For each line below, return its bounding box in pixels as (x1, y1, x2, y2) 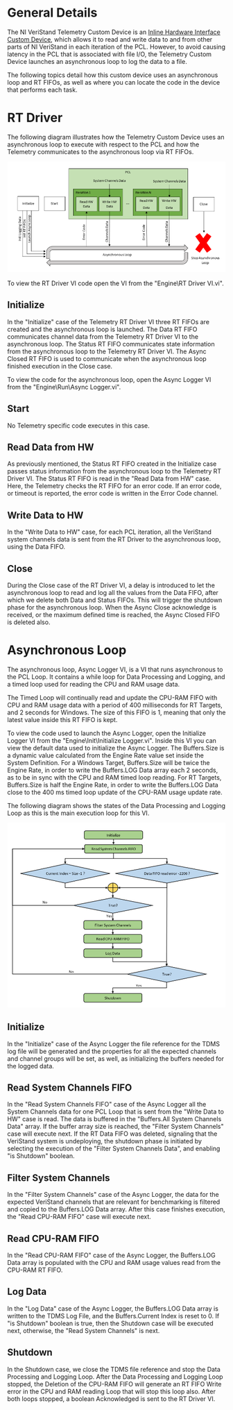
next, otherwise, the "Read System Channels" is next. (7, 1326, 160, 1334)
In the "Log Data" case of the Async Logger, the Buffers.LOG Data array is (7, 1304, 218, 1313)
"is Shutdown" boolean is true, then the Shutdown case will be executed (7, 1319, 214, 1327)
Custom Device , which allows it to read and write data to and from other (7, 35, 213, 43)
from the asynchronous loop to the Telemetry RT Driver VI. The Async (7, 347, 207, 355)
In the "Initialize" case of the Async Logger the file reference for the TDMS (7, 1039, 221, 1048)
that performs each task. (7, 85, 78, 94)
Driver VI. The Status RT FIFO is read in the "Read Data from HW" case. (7, 474, 212, 483)
